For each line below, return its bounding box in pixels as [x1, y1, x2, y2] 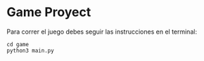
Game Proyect [6, 4, 91, 20]
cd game [6, 41, 30, 48]
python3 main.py [6, 47, 54, 54]
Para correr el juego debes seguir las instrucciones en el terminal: [6, 27, 198, 36]
